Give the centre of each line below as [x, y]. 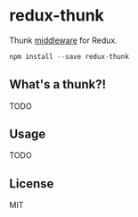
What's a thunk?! [58, 84]
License [32, 184]
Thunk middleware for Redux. [63, 40]
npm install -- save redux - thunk [69, 56]
